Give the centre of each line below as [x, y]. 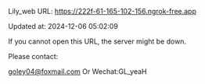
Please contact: [33, 56]
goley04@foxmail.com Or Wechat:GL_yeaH [77, 72]
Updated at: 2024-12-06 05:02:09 [63, 26]
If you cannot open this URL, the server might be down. [97, 41]
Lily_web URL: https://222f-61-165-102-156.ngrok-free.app [102, 11]
